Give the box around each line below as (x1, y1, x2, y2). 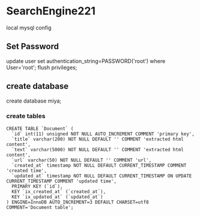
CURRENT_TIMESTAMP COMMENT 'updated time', (6, 178, 117, 184)
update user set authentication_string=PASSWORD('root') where (6, 57, 166, 64)
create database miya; (6, 97, 62, 104)
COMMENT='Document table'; (6, 204, 74, 211)
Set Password (6, 41, 59, 52)
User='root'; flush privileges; (6, 64, 77, 71)
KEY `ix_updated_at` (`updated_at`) (11, 194, 103, 200)
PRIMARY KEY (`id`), (11, 183, 63, 190)
